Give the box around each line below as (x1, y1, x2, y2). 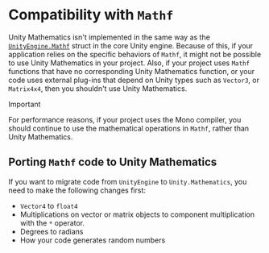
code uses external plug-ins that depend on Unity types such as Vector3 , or (8, 75, 260, 85)
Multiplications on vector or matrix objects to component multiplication (19, 209, 255, 219)
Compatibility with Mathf (8, 6, 174, 24)
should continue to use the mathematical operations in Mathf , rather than (8, 123, 250, 133)
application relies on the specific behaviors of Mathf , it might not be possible (8, 49, 262, 59)
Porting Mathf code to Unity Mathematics (8, 156, 217, 169)
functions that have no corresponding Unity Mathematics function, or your (8, 66, 255, 76)
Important (8, 99, 41, 109)
